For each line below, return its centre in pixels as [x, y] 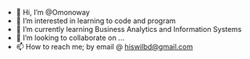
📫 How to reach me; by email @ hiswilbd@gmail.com [105, 47]
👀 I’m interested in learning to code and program [96, 21]
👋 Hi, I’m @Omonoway [53, 12]
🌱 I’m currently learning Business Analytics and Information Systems [129, 29]
